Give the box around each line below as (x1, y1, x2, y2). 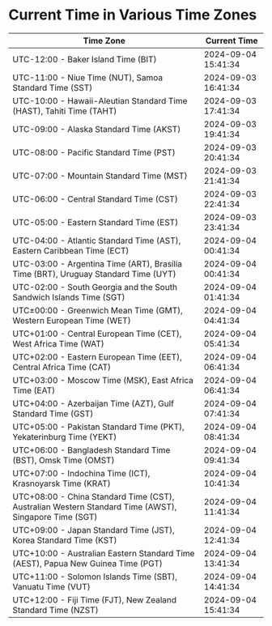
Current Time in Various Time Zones (8, 6, 257, 24)
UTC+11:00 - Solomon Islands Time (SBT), (12, 571, 178, 582)
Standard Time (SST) (12, 82, 93, 93)
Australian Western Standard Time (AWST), (12, 500, 177, 512)
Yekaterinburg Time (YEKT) (12, 431, 117, 442)
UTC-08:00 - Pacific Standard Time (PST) (12, 147, 176, 158)
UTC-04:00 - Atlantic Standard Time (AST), (12, 235, 181, 246)
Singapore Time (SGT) (12, 511, 98, 522)
